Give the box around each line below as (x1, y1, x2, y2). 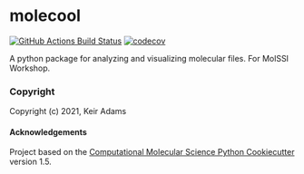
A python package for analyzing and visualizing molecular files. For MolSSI (9, 53, 289, 63)
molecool (9, 5, 82, 26)
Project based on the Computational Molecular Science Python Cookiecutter (9, 147, 295, 158)
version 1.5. (9, 156, 52, 168)
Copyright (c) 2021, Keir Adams (9, 106, 127, 117)
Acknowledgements (9, 126, 88, 137)
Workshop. (9, 63, 51, 73)
